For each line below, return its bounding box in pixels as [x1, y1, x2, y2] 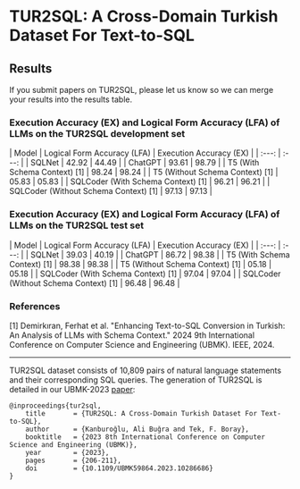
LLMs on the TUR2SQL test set [9, 219, 145, 232]
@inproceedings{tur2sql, [9, 400, 102, 410]
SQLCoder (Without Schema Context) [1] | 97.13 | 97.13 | [9, 186, 212, 197]
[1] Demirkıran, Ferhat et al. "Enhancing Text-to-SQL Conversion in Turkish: [9, 320, 286, 331]
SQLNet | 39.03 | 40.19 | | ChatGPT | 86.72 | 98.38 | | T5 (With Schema [30, 249, 290, 260]
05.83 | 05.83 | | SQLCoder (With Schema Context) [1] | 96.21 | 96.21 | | [9, 176, 271, 187]
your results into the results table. [9, 94, 133, 105]
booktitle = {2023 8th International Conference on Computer [25, 432, 266, 442]
